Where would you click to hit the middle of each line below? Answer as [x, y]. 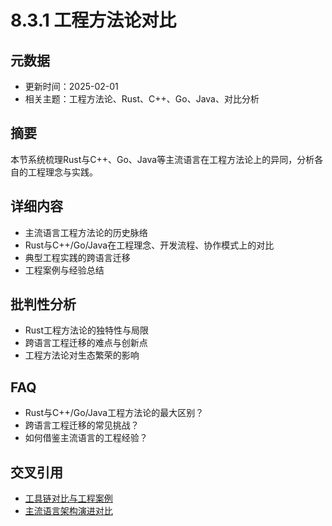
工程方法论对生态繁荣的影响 [82, 355]
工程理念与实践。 [62, 172]
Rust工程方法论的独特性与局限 [87, 330]
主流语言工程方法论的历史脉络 [86, 232]
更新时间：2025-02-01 [71, 86]
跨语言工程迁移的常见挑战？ [82, 425]
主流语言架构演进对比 [68, 511]
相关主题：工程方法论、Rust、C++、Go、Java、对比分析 [142, 99]
